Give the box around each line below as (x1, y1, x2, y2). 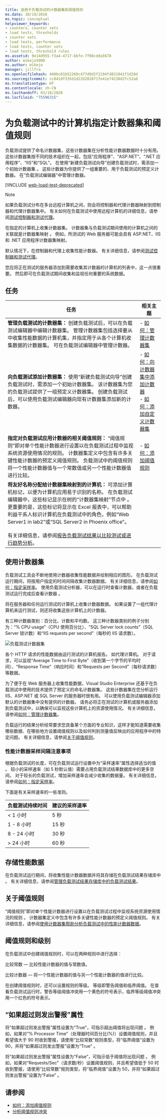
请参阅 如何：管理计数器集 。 (5, 711, 62, 717)
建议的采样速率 (52, 802, 87, 809)
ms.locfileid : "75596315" (5, 95, 58, 100)
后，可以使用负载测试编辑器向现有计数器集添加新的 (7, 396, 127, 402)
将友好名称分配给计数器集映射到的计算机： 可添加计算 (7, 481, 133, 488)
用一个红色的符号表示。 (5, 995, 53, 1001)
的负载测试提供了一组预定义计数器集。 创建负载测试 (7, 389, 128, 395)
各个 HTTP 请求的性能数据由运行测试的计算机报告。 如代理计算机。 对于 (5, 651, 152, 657)
